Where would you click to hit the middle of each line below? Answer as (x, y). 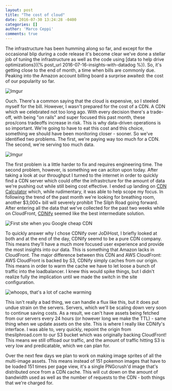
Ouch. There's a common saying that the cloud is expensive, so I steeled (82, 101)
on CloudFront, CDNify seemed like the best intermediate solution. (75, 213)
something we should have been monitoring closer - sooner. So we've (79, 133)
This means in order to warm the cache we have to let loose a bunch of (80, 266)
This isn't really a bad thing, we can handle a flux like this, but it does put (82, 302)
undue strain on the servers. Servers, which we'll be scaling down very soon (86, 307)
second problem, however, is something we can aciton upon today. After (82, 170)
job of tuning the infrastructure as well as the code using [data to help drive (85, 59)
